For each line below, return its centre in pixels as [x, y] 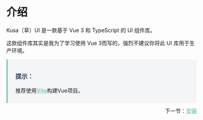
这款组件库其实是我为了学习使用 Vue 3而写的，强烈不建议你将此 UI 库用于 [98, 43]
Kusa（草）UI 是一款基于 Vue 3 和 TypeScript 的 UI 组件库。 [81, 30]
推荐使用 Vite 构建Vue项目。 [49, 90]
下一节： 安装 [181, 111]
